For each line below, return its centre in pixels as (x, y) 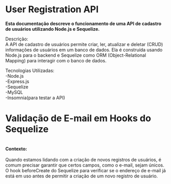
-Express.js (17, 81)
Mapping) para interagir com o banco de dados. (56, 60)
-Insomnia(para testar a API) (35, 98)
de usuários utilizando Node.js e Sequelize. (53, 29)
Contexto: (16, 149)
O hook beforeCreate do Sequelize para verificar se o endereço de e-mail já (85, 170)
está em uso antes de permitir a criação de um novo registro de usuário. (82, 176)
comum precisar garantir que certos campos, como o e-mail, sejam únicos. (85, 165)
